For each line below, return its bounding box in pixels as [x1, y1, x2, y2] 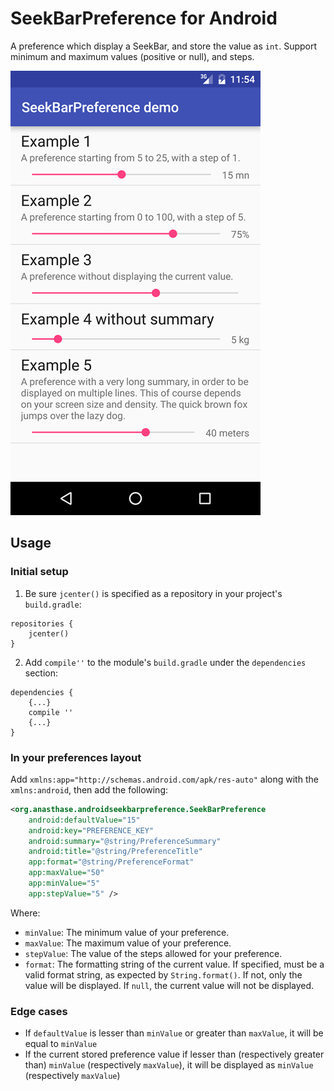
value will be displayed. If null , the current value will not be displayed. [24, 979, 315, 991]
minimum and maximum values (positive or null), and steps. [10, 50, 255, 62]
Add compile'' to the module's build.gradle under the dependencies [24, 656, 307, 668]
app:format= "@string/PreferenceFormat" [28, 857, 195, 867]
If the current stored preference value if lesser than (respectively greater [24, 1048, 325, 1061]
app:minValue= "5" [28, 878, 101, 889]
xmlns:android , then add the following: [10, 783, 169, 796]
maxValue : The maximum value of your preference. [24, 937, 232, 949]
